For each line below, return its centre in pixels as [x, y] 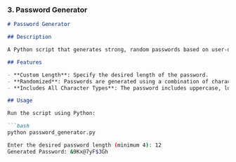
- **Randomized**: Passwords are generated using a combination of [108, 81]
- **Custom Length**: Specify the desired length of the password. [108, 75]
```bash [19, 126]
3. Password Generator [47, 10]
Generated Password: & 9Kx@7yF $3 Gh [58, 151]
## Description [29, 37]
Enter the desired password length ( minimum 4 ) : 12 [84, 145]
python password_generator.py [52, 133]
